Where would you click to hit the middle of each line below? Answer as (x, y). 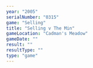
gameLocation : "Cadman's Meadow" (47, 34)
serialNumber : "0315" (33, 17)
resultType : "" (25, 50)
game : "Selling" (26, 22)
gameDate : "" (22, 39)
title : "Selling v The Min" (41, 28)
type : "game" (22, 56)
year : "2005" (22, 12)
